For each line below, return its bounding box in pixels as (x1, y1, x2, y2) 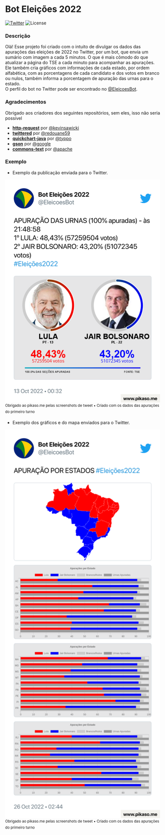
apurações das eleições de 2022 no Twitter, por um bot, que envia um (5, 49, 149, 55)
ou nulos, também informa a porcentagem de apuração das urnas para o (5, 76, 154, 82)
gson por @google (12, 140, 51, 146)
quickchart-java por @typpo (12, 135, 72, 141)
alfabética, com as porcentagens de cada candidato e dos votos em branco (5, 70, 160, 76)
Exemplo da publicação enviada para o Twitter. (12, 169, 108, 175)
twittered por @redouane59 (12, 130, 70, 136)
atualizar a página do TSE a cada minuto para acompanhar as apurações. (5, 60, 155, 66)
